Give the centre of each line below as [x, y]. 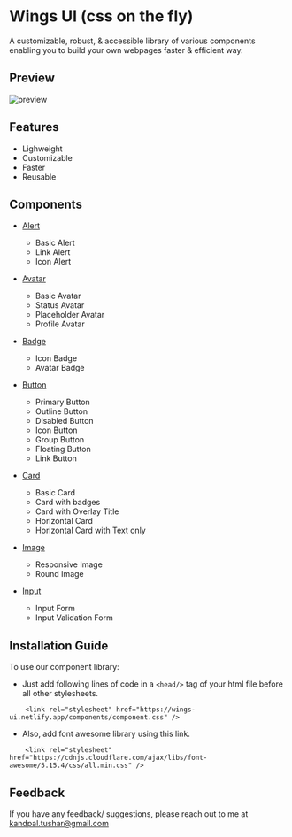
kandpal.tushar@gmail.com [59, 823]
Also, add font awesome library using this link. [106, 734]
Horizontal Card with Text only [90, 530]
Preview [32, 78]
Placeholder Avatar [70, 315]
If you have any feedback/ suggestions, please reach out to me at [129, 814]
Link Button [56, 458]
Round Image [59, 574]
